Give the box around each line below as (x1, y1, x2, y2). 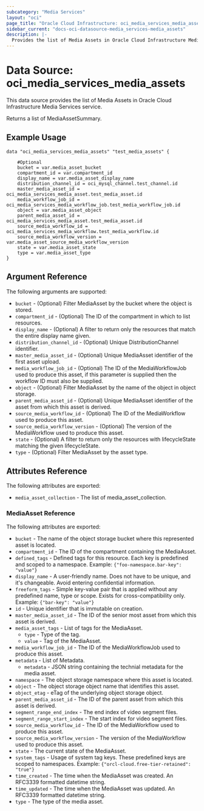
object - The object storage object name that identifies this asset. (15, 683, 180, 690)
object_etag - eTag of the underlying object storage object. (15, 689, 164, 696)
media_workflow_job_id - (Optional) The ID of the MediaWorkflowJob (15, 364, 187, 371)
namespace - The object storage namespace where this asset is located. (15, 676, 193, 683)
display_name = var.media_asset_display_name (17, 175, 135, 181)
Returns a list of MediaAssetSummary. (6, 114, 102, 122)
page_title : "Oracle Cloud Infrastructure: (6, 20, 118, 26)
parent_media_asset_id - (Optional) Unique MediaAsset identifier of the (15, 396, 193, 404)
